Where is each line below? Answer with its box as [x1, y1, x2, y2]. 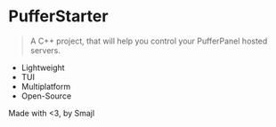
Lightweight [20, 62, 65, 73]
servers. [29, 44, 61, 55]
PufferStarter [8, 6, 109, 27]
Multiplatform [20, 81, 71, 91]
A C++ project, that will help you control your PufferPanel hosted [29, 36, 268, 46]
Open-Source [20, 91, 72, 101]
